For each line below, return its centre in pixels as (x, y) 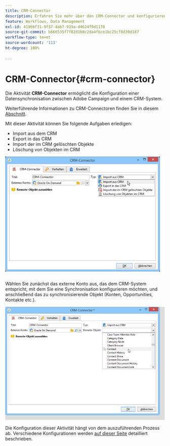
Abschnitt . (16, 113)
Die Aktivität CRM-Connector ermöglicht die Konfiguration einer (72, 93)
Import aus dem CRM (35, 133)
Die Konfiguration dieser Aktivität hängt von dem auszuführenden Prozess (82, 428)
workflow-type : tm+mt (28, 37)
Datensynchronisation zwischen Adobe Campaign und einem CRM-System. (84, 98)
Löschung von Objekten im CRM (46, 149)
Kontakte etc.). (21, 300)
